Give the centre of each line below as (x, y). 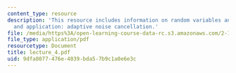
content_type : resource (42, 14)
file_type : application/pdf (48, 40)
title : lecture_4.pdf (39, 53)
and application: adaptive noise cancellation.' (86, 26)
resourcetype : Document (42, 46)
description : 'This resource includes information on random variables (114, 20)
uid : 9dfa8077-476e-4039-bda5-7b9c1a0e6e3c (72, 59)
